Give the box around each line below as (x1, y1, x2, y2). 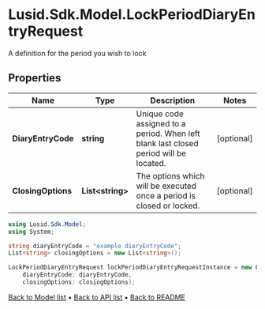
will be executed (136, 180, 197, 191)
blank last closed (136, 138, 199, 149)
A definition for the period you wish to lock (8, 48, 147, 58)
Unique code (136, 108, 184, 119)
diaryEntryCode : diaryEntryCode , (22, 271, 132, 279)
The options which (136, 170, 205, 181)
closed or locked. (136, 200, 200, 211)
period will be (136, 148, 187, 159)
